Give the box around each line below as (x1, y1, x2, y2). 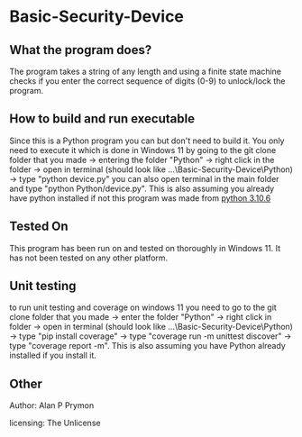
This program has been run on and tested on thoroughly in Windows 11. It (9, 242, 281, 253)
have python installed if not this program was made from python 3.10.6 (9, 192, 271, 204)
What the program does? (9, 42, 152, 58)
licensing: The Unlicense (9, 417, 101, 429)
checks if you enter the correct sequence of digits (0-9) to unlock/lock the (9, 76, 286, 86)
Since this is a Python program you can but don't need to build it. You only (9, 135, 285, 146)
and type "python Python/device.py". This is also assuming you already (9, 183, 275, 194)
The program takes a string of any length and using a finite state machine (9, 66, 282, 77)
